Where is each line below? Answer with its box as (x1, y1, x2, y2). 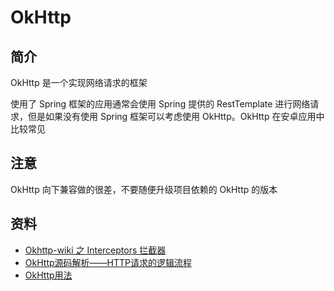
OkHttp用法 (24, 269, 73, 281)
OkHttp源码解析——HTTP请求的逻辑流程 (24, 256, 192, 268)
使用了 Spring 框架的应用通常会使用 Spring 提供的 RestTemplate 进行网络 (10, 98, 311, 110)
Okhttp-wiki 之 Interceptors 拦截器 (24, 244, 167, 256)
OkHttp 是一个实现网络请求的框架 (10, 77, 148, 88)
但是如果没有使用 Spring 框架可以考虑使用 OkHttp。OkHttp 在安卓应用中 (27, 111, 325, 122)
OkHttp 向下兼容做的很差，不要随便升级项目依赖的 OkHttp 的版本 (10, 183, 278, 195)
